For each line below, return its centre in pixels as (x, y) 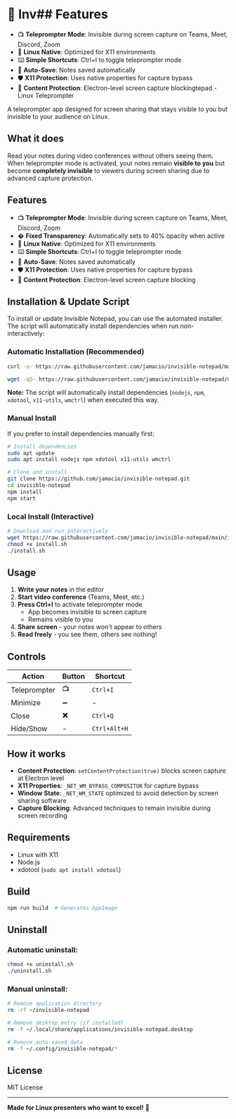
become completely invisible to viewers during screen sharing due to (109, 170)
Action (33, 676)
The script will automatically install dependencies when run (93, 326)
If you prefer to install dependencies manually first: (81, 434)
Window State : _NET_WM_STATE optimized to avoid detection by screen (118, 793)
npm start (22, 498)
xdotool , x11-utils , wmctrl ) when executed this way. (83, 400)
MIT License (25, 1087)
